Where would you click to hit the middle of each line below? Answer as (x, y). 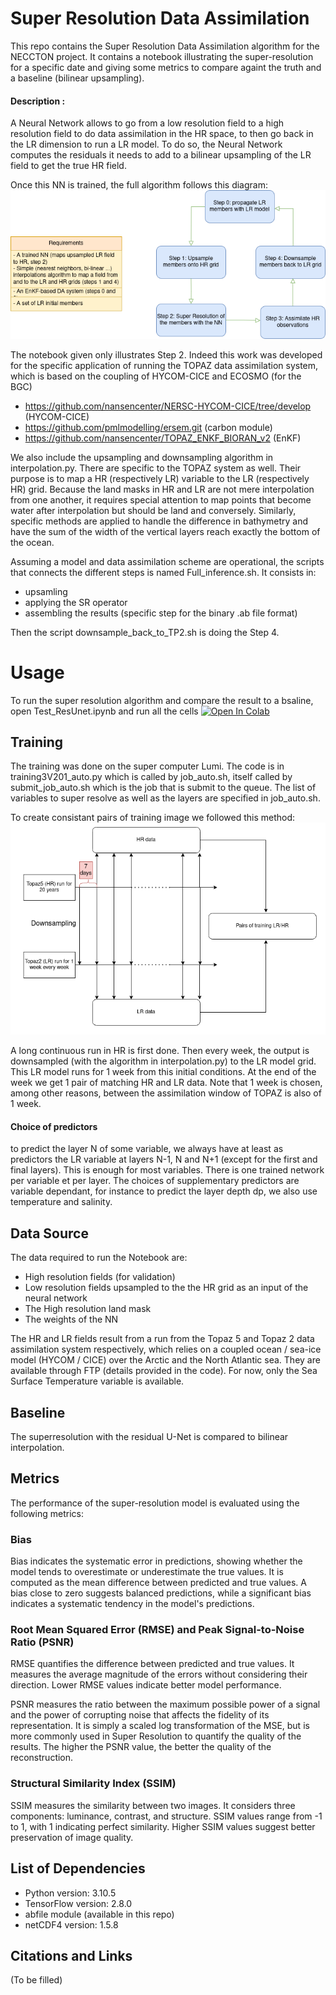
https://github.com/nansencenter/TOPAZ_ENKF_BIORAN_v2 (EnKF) (163, 438)
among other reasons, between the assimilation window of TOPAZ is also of (166, 1093)
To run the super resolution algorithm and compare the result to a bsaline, (162, 700)
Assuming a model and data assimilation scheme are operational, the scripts (167, 561)
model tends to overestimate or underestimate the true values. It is (147, 1572)
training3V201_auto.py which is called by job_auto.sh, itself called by (151, 777)
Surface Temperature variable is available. (97, 1381)
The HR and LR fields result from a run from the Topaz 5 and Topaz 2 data (162, 1339)
